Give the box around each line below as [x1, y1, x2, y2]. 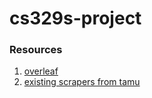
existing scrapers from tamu [23, 76, 141, 88]
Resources [9, 43, 63, 57]
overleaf [23, 65, 59, 77]
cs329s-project [9, 7, 142, 30]
